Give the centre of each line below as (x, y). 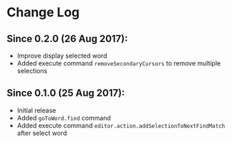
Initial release (36, 110)
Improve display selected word (62, 55)
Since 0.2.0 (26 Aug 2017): (68, 39)
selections (32, 71)
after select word (42, 133)
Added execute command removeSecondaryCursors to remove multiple (119, 63)
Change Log (43, 12)
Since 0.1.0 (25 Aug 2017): (66, 93)
